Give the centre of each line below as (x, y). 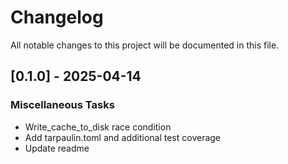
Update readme (57, 148)
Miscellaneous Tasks (62, 105)
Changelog (57, 17)
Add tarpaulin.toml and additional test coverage (123, 137)
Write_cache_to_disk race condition (98, 127)
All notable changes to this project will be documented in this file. (145, 45)
